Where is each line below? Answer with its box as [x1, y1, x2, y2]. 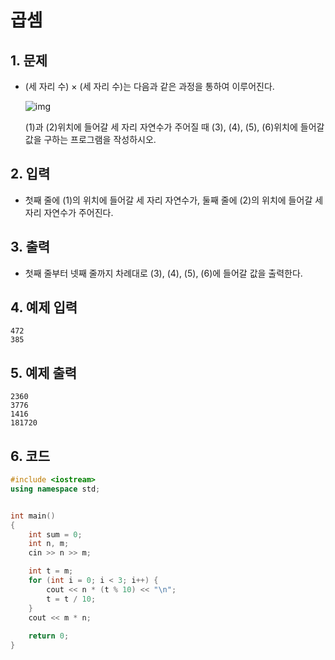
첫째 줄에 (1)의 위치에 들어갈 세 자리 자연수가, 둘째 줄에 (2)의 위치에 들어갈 [24, 194, 313, 206]
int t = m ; [28, 566, 74, 576]
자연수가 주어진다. [43, 206, 114, 218]
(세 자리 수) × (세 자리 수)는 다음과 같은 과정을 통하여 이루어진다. [24, 81, 275, 92]
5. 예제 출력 [10, 364, 78, 381]
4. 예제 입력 [10, 299, 78, 316]
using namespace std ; [10, 484, 101, 494]
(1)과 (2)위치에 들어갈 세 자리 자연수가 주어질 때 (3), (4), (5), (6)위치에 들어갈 [24, 121, 325, 133]
